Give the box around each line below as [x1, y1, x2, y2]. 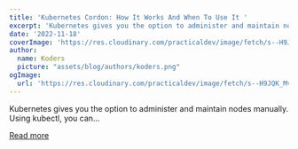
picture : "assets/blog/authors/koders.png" [17, 63, 180, 72]
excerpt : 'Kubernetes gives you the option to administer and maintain [9, 21, 279, 30]
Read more [9, 129, 50, 140]
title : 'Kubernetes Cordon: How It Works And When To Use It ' [9, 12, 248, 22]
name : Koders [17, 54, 66, 63]
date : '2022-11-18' [9, 29, 82, 38]
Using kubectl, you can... [9, 113, 100, 123]
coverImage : [9, 37, 53, 47]
